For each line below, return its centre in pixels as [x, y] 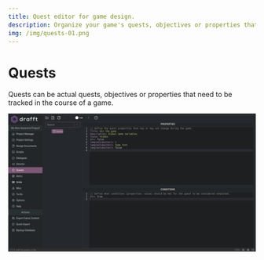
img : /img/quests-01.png [49, 33]
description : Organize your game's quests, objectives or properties [125, 25]
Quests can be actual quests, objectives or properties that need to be [121, 95]
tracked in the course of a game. [61, 103]
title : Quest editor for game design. [71, 16]
